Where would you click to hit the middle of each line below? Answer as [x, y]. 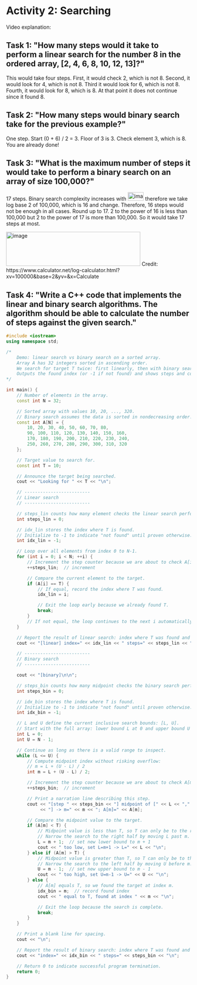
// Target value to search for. [56, 460]
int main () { [22, 390]
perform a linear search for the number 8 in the [94, 55]
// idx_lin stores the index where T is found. [76, 530]
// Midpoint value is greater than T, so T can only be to [111, 858]
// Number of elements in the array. [63, 395]
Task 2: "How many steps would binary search [93, 115]
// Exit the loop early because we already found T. [103, 605]
